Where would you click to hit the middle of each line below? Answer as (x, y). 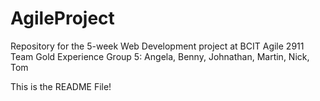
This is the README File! (61, 86)
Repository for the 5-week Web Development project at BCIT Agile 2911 (157, 46)
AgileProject (62, 18)
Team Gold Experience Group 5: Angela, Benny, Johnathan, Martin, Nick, (160, 56)
